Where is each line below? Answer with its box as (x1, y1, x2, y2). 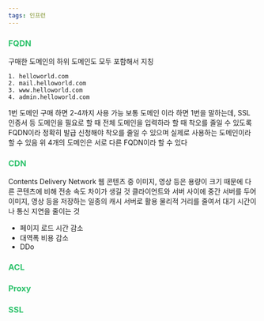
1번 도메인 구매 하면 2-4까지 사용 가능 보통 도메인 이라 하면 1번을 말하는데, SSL (8, 108, 251, 117)
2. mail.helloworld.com (8, 79, 87, 87)
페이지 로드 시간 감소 (19, 223, 84, 233)
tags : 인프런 (8, 11, 46, 20)
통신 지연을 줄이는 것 (16, 206, 81, 216)
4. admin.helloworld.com (8, 93, 90, 101)
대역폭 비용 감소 (19, 233, 69, 243)
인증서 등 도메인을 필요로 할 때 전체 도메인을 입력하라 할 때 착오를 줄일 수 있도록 (8, 118, 253, 127)
